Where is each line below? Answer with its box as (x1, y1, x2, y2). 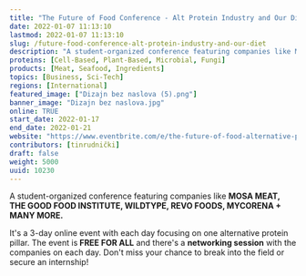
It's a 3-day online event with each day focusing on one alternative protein (9, 228, 289, 239)
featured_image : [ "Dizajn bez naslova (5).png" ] (9, 89, 198, 98)
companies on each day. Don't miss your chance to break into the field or (9, 247, 285, 258)
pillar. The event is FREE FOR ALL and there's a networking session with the (9, 238, 297, 249)
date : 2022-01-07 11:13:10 (9, 22, 112, 31)
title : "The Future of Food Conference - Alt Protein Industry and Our (9, 13, 287, 23)
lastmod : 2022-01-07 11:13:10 (9, 30, 125, 39)
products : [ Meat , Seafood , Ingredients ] (9, 65, 166, 74)
